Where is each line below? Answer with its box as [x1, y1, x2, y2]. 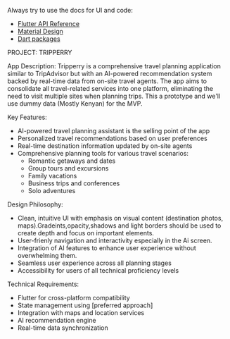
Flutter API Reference [17, 20, 79, 27]
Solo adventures [27, 187, 76, 195]
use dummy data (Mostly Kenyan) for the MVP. [7, 99, 143, 108]
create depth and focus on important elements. [17, 229, 155, 237]
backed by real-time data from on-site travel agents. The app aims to [7, 77, 207, 85]
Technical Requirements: [7, 280, 79, 288]
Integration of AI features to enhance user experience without [17, 244, 197, 252]
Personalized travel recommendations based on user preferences [17, 134, 207, 142]
